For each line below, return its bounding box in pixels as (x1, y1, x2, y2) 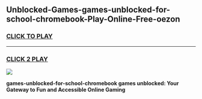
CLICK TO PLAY (6, 32, 53, 41)
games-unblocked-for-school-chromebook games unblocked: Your (6, 79, 179, 86)
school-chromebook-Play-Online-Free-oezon (6, 14, 180, 25)
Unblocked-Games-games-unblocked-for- (6, 5, 170, 15)
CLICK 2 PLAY (6, 55, 48, 63)
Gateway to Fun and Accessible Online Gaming (6, 86, 126, 93)
